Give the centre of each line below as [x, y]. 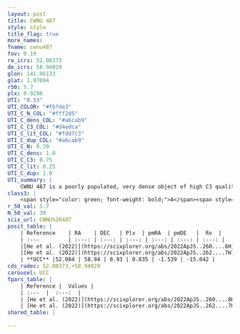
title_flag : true [33, 34]
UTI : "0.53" [25, 101]
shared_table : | [31, 313]
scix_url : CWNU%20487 [40, 220]
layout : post [27, 14]
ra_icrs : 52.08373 [35, 61]
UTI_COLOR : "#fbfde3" [40, 107]
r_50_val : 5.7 [29, 207]
